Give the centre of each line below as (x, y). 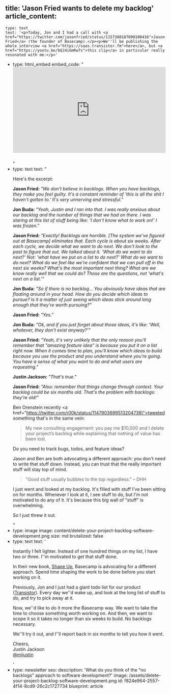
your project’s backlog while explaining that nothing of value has (93, 433)
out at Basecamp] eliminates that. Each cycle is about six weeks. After (87, 241)
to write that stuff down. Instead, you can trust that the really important (87, 464)
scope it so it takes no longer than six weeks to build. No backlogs (82, 619)
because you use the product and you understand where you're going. (87, 356)
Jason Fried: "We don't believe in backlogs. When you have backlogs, (87, 188)
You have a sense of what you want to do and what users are (77, 362)
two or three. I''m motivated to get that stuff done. (65, 557)
